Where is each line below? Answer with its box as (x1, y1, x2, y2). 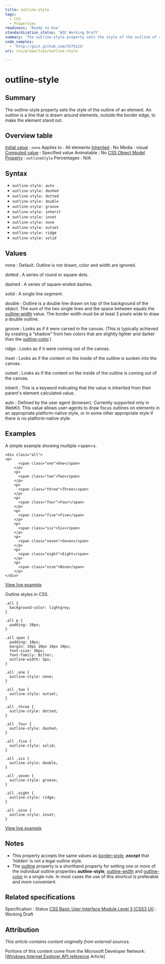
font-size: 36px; (9, 648, 45, 653)
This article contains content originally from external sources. (5, 939, 130, 945)
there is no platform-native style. (5, 415, 71, 421)
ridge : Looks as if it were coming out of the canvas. (5, 346, 110, 352)
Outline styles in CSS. (5, 591, 49, 597)
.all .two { (5, 687, 29, 692)
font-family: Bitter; (9, 652, 54, 657)
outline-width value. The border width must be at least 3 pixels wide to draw (5, 311, 160, 317)
